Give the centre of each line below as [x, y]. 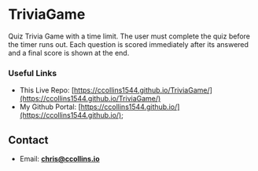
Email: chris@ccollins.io [59, 159]
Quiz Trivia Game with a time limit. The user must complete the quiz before [129, 36]
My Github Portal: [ [50, 107]
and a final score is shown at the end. [69, 53]
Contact [28, 140]
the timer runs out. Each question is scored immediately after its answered [129, 44]
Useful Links [33, 73]
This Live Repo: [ [47, 90]
